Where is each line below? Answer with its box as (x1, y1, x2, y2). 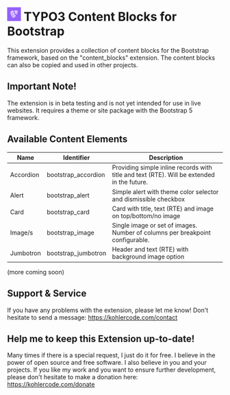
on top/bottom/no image (112, 211, 181, 219)
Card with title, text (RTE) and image (112, 204, 214, 213)
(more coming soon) (7, 267, 65, 276)
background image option (112, 252, 185, 261)
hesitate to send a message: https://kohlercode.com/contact (7, 313, 178, 322)
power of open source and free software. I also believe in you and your (7, 359, 207, 367)
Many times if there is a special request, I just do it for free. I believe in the (7, 351, 216, 359)
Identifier (62, 154, 90, 162)
